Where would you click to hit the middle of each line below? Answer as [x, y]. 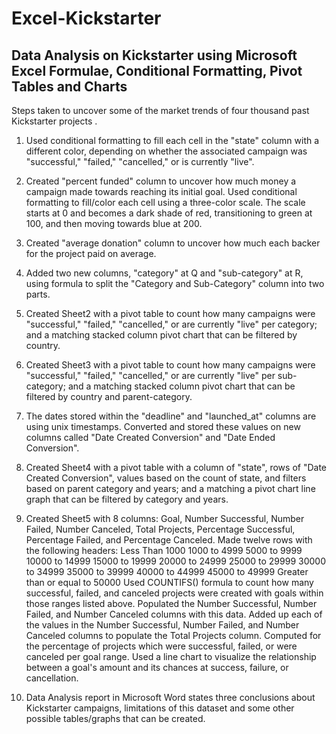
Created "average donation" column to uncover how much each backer [173, 243]
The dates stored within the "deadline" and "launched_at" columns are [171, 416]
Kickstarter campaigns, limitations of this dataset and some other [160, 708]
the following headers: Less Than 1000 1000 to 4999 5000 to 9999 [164, 550]
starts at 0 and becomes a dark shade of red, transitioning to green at [169, 213]
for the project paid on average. [91, 253]
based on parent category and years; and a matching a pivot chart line [170, 488]
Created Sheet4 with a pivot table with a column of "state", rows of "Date [176, 467]
